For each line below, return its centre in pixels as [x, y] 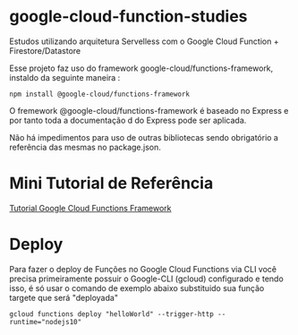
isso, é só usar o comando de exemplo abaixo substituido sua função [137, 288]
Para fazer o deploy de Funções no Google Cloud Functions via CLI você [143, 269]
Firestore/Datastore [45, 50]
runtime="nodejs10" [46, 322]
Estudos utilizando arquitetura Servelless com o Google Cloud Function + [144, 41]
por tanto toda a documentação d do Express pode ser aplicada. [128, 120]
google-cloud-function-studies [128, 17]
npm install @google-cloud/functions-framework [100, 94]
